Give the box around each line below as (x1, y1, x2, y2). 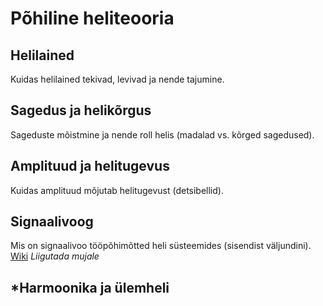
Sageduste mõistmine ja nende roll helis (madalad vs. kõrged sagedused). (10, 128, 315, 141)
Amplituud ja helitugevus (10, 158, 170, 175)
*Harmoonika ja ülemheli (10, 279, 170, 296)
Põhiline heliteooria (10, 7, 175, 30)
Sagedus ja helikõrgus (10, 102, 152, 119)
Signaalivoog (10, 213, 94, 231)
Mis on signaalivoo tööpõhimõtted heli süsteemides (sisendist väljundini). (10, 240, 312, 252)
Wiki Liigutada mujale (10, 250, 100, 262)
